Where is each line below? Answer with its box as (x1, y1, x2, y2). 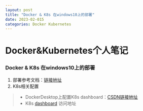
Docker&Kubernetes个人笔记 (5, 45, 128, 56)
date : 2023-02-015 (5, 17, 44, 22)
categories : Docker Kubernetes (5, 21, 71, 27)
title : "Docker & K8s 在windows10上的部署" (5, 12, 95, 17)
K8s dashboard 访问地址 (25, 100, 77, 106)
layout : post (5, 7, 33, 13)
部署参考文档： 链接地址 (12, 77, 62, 83)
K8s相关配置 (12, 83, 39, 89)
